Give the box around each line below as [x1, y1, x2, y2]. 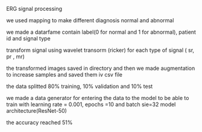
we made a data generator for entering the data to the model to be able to [6, 95, 189, 101]
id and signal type [6, 35, 51, 42]
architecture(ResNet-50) [6, 107, 68, 114]
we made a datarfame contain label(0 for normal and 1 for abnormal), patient [6, 28, 196, 36]
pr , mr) [6, 53, 25, 60]
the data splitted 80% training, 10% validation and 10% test [6, 83, 153, 90]
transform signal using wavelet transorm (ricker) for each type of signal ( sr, [6, 46, 195, 54]
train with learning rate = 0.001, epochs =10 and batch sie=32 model [6, 101, 176, 108]
